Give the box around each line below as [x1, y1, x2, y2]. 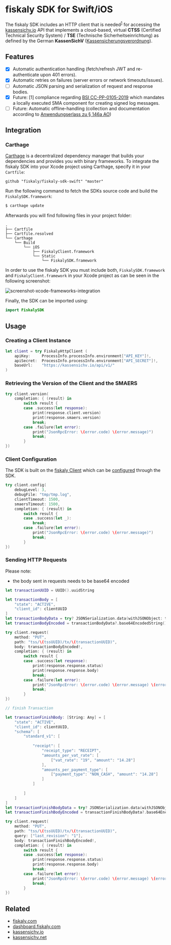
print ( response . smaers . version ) [32, 415, 101, 420]
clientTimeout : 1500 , [14, 497, 60, 502]
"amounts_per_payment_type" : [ [41, 767, 108, 772]
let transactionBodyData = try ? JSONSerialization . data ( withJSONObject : [5, 616, 163, 621]
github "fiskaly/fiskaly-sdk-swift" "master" [5, 179, 103, 184]
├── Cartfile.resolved [5, 231, 53, 237]
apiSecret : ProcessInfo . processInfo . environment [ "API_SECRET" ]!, [14, 358, 158, 363]
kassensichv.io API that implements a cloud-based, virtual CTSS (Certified [5, 27, 161, 33]
